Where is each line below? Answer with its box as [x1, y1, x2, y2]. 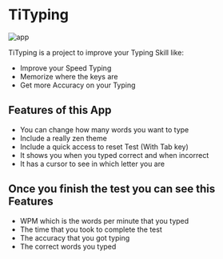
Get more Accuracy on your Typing [19, 80, 136, 90]
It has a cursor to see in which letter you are [19, 159, 165, 168]
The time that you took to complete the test [19, 225, 162, 234]
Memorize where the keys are [19, 71, 118, 81]
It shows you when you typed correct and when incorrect [19, 150, 209, 160]
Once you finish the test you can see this [8, 182, 216, 196]
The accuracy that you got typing [19, 233, 130, 242]
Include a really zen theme [19, 133, 108, 143]
